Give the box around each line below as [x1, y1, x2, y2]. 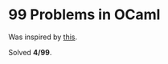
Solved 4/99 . [8, 47, 52, 57]
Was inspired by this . [8, 32, 78, 42]
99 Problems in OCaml [8, 6, 161, 24]
